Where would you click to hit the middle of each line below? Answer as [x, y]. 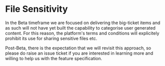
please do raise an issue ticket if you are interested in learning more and [79, 53]
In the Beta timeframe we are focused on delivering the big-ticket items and [83, 23]
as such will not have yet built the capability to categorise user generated [81, 28]
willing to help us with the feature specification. [54, 58]
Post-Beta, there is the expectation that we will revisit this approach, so [78, 48]
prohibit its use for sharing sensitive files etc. [51, 38]
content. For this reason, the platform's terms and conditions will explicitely [82, 33]
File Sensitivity [37, 9]
